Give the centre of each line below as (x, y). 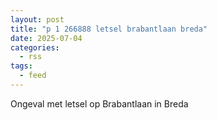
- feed (33, 76)
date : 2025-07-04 (46, 38)
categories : (35, 47)
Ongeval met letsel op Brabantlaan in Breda (99, 103)
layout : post (37, 19)
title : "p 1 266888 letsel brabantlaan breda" (109, 29)
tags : (21, 66)
